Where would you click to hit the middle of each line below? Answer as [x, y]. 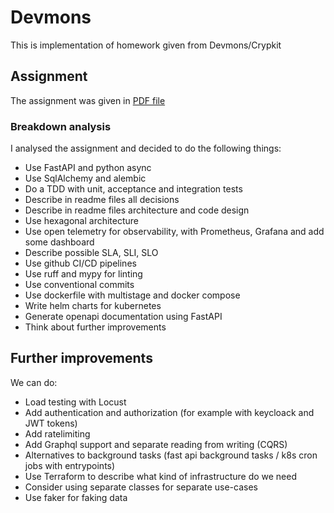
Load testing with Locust [75, 402]
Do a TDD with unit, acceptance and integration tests [133, 189]
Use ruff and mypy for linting [83, 274]
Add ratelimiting [57, 433]
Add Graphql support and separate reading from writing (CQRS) [156, 444]
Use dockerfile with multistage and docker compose [132, 295]
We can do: [34, 382]
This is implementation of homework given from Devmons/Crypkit [146, 45]
